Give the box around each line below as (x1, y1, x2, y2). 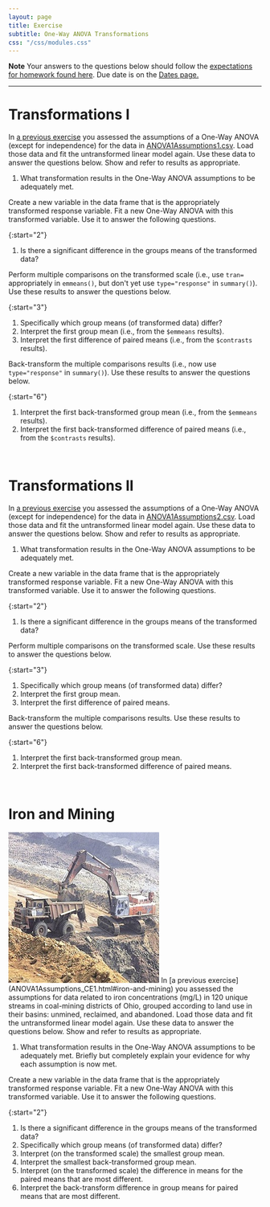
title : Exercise (8, 21, 63, 30)
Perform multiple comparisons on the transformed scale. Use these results (8, 641, 256, 651)
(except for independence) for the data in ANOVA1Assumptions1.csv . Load (8, 141, 254, 150)
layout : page (8, 13, 52, 21)
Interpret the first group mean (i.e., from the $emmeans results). (19, 326, 225, 337)
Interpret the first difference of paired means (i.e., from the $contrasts (19, 335, 253, 345)
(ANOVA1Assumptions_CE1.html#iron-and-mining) (8, 984, 174, 994)
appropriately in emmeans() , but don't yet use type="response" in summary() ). (8, 278, 258, 288)
